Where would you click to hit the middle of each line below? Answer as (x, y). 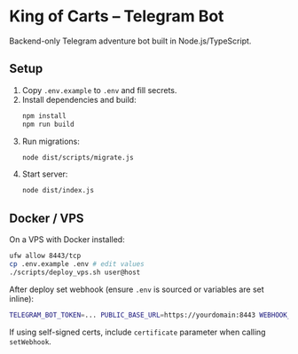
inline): (21, 298)
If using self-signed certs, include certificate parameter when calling (137, 332)
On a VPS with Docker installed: (67, 240)
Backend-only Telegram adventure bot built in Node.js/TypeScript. (130, 41)
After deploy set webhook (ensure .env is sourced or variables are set (137, 289)
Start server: (45, 174)
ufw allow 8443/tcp (45, 256)
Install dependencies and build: (79, 99)
